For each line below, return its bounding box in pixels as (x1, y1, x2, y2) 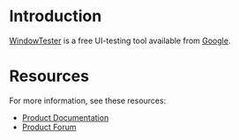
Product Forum (21, 122, 77, 132)
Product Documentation (21, 112, 109, 122)
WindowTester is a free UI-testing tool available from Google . (9, 35, 231, 46)
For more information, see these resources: (9, 95, 167, 106)
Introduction (9, 6, 102, 26)
